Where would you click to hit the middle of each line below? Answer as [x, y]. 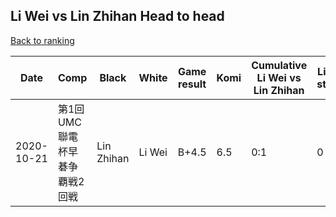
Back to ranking [42, 40]
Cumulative [279, 65]
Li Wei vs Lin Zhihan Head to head [117, 16]
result [192, 84]
